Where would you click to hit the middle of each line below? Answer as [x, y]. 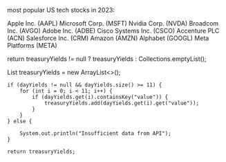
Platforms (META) [32, 45]
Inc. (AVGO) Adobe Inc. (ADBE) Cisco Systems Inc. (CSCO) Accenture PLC [113, 31]
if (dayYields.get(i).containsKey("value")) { [100, 97]
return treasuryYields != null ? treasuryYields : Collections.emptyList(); [107, 59]
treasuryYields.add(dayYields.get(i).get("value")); [121, 103]
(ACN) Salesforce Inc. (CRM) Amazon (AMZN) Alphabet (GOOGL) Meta [108, 38]
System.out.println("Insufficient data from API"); [95, 134]
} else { [20, 121]
